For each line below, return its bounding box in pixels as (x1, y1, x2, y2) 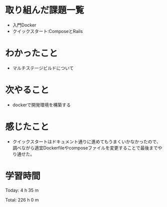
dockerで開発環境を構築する (12, 102, 71, 108)
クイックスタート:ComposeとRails (12, 28, 83, 34)
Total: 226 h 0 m (5, 197, 39, 203)
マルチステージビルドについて (12, 65, 74, 71)
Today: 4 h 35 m (5, 187, 39, 193)
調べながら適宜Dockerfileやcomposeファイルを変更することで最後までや (12, 145, 162, 151)
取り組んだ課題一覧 (5, 4, 84, 16)
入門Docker (12, 22, 36, 28)
